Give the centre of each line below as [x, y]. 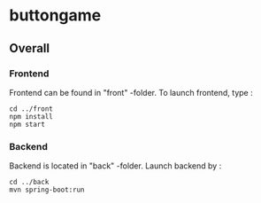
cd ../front [31, 109]
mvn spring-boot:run [47, 190]
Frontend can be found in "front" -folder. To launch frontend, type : [131, 92]
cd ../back [29, 183]
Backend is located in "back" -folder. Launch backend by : [115, 166]
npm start [27, 124]
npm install [31, 116]
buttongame [55, 16]
